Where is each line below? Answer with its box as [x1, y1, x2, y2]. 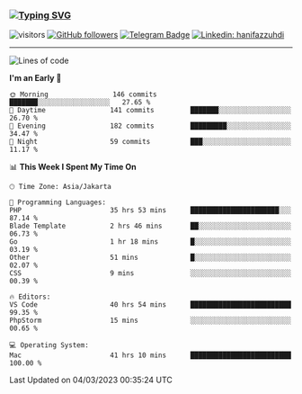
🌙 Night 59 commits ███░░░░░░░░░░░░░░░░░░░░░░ [9, 138, 292, 147]
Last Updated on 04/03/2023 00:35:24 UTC [9, 374, 173, 386]
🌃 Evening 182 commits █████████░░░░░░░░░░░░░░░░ [9, 121, 292, 130]
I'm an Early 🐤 [9, 73, 62, 84]
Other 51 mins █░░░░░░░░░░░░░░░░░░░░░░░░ [9, 253, 292, 263]
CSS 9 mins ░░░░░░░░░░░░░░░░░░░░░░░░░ [9, 269, 292, 278]
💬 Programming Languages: [9, 198, 106, 207]
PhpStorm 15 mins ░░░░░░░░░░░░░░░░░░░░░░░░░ [9, 316, 292, 326]
